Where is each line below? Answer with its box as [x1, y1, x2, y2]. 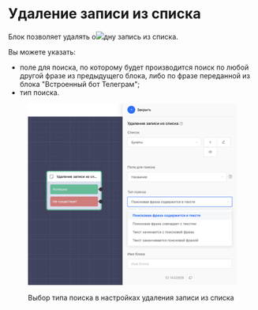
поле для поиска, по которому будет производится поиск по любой [19, 62, 249, 72]
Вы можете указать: [8, 47, 77, 56]
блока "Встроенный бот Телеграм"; [19, 79, 140, 89]
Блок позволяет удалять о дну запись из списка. [8, 32, 179, 41]
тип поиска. [19, 88, 60, 97]
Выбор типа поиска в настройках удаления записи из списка [28, 293, 234, 302]
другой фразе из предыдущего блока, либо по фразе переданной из [19, 70, 251, 80]
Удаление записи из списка [8, 5, 201, 23]
